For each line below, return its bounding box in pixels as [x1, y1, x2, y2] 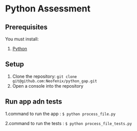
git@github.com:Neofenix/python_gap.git [12, 78, 97, 84]
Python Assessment [5, 3, 91, 14]
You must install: [5, 36, 39, 42]
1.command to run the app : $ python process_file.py [5, 111, 116, 117]
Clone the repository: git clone [12, 73, 77, 79]
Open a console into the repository [12, 83, 83, 89]
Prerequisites [5, 23, 48, 31]
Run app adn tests [5, 98, 63, 106]
